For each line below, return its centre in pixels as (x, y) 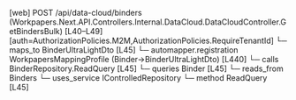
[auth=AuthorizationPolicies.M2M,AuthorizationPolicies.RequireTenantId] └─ (148, 40)
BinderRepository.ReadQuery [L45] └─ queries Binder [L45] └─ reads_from (147, 68)
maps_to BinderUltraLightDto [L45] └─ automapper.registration (124, 50)
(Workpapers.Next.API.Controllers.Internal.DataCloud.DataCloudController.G (148, 22)
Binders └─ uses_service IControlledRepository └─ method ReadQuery (138, 78)
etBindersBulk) (36, 31)
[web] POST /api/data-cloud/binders (76, 13)
